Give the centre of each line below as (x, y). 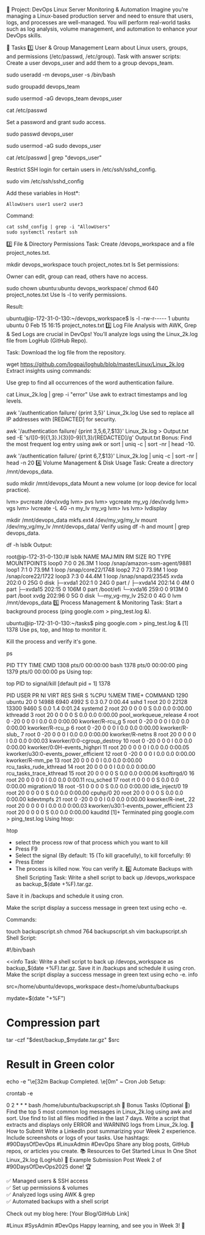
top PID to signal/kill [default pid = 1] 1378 (59, 683)
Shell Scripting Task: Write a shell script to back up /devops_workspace (105, 878)
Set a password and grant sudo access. (56, 122)
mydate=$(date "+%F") (36, 998)
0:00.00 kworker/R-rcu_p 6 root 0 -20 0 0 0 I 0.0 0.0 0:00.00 (83, 728)
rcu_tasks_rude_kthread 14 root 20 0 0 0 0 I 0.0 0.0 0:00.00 (81, 767)
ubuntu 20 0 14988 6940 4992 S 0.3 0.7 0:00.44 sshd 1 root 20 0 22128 (97, 702)
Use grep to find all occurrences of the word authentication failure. (90, 383)
